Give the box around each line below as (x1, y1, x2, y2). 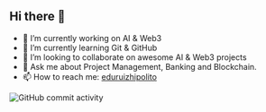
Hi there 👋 (9, 9, 66, 24)
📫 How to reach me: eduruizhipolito (22, 71, 158, 82)
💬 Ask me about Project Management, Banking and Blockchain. (22, 61, 257, 72)
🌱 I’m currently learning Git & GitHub (22, 42, 158, 53)
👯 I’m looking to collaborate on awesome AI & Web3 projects (22, 51, 247, 63)
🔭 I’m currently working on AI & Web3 (22, 32, 162, 43)
